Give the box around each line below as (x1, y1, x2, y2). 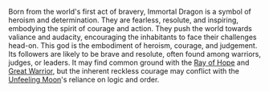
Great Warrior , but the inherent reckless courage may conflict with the (8, 66, 239, 75)
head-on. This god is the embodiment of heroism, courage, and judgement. (8, 41, 258, 50)
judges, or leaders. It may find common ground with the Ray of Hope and (8, 58, 250, 67)
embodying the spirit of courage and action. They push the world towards (8, 24, 253, 33)
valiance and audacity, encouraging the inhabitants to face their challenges (8, 32, 257, 42)
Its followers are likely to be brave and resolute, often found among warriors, (8, 50, 262, 58)
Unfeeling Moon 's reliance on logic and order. (8, 75, 160, 84)
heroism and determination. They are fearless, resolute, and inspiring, (8, 15, 239, 25)
